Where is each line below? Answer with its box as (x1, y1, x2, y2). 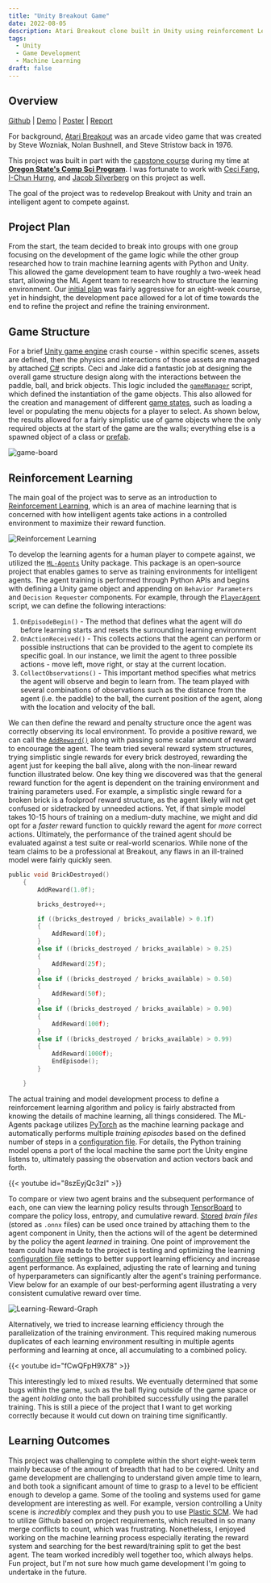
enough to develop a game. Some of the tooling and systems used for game (8, 1489, 261, 1499)
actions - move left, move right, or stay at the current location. (19, 659, 227, 669)
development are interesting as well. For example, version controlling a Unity (8, 1498, 263, 1508)
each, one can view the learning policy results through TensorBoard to (8, 1202, 242, 1212)
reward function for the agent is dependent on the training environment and (8, 778, 260, 787)
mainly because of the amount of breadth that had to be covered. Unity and (8, 1464, 260, 1473)
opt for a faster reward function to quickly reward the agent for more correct (8, 821, 262, 830)
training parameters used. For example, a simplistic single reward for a (8, 787, 242, 796)
